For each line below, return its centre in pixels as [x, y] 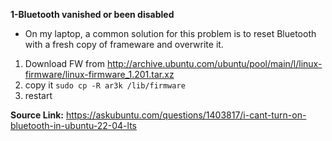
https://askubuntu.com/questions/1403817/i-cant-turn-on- [186, 115]
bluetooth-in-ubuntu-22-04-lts [73, 125]
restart [38, 95]
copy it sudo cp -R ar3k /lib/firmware [105, 85]
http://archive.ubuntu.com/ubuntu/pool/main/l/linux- [214, 63]
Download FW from [64, 63]
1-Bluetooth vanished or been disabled [92, 14]
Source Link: [37, 115]
